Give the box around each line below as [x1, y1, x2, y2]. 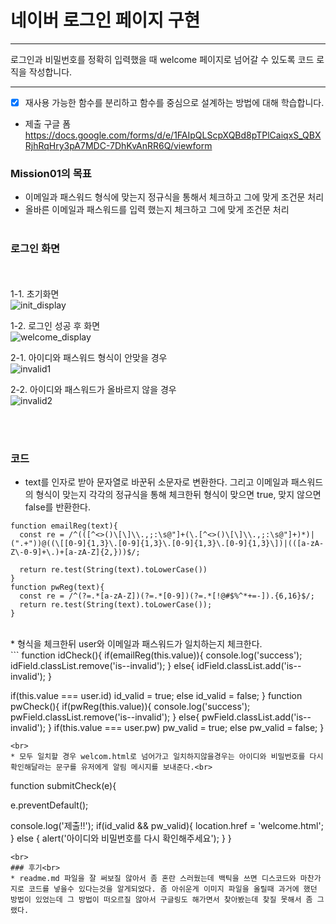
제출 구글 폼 [24, 118, 72, 130]
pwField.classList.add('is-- [201, 711, 312, 723]
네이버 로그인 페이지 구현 [10, 9, 201, 32]
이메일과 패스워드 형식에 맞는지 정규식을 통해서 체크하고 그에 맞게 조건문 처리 [24, 191, 325, 203]
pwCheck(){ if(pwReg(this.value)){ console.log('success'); [10, 700, 251, 712]
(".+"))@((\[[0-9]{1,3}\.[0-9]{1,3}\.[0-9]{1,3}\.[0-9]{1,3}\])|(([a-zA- [10, 538, 325, 548]
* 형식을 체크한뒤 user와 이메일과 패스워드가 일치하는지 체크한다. [10, 637, 263, 650]
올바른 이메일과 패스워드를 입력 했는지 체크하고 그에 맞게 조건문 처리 [24, 204, 290, 216]
